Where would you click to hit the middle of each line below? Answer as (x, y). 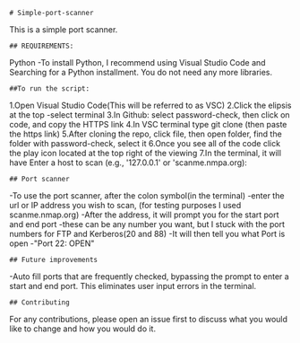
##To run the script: (50, 89)
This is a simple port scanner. (64, 30)
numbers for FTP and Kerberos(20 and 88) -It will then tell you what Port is (147, 234)
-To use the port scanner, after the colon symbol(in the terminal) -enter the (147, 196)
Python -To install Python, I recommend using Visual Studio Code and (137, 62)
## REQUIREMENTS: (42, 46)
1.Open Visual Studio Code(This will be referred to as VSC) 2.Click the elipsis (150, 105)
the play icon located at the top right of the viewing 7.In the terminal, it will (146, 153)
